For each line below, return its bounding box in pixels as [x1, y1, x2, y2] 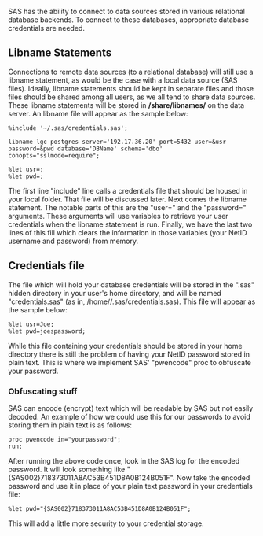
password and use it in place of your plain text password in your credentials [8, 481, 253, 490]
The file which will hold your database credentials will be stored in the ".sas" [8, 279, 255, 290]
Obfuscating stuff [8, 386, 78, 397]
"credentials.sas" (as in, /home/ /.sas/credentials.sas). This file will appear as [8, 297, 256, 306]
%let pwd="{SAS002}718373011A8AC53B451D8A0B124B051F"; [8, 505, 192, 512]
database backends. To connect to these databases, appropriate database [8, 15, 250, 24]
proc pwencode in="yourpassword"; [8, 435, 122, 443]
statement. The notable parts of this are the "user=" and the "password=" [8, 202, 247, 212]
